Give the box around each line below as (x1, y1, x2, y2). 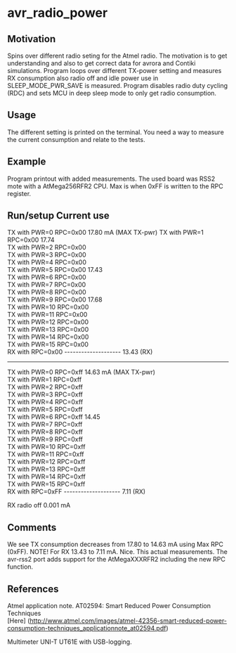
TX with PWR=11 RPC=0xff (7, 450, 84, 458)
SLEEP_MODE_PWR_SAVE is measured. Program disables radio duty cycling (7, 82, 228, 89)
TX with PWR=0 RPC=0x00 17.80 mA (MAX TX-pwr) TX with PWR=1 (7, 228, 204, 237)
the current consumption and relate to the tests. (7, 135, 145, 143)
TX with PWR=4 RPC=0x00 (7, 258, 86, 266)
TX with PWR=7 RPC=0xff (7, 420, 83, 429)
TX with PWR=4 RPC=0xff (7, 398, 84, 406)
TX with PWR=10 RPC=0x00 (7, 303, 89, 311)
